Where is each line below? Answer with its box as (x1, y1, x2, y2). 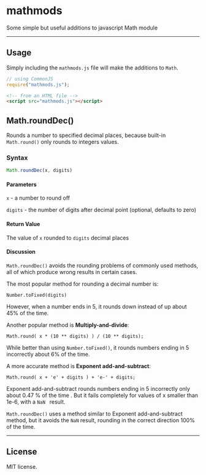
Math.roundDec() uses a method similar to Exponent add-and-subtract (6, 410, 183, 417)
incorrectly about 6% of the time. (6, 350, 90, 358)
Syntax (6, 153, 28, 162)
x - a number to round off (6, 194, 71, 202)
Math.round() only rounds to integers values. (6, 138, 119, 146)
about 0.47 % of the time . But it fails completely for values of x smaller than (6, 391, 198, 399)
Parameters (6, 181, 37, 188)
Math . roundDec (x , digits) (6, 167, 72, 174)
